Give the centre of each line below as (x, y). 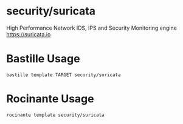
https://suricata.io (29, 34)
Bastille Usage (43, 59)
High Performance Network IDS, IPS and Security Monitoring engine (92, 28)
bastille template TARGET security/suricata (64, 75)
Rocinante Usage (50, 99)
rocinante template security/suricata (55, 115)
